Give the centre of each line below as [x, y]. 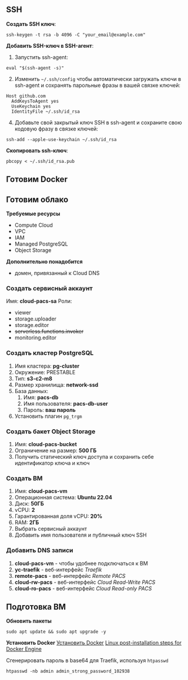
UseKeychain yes [31, 106]
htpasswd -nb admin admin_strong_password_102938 [68, 671]
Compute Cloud [33, 225]
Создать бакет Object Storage [51, 431]
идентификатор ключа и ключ [52, 463]
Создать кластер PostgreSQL [50, 353]
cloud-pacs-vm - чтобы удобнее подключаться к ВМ [81, 563]
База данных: [31, 391]
